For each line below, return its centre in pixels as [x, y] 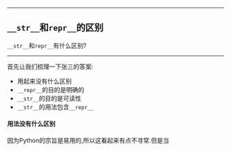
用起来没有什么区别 [44, 81]
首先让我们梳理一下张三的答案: [51, 67]
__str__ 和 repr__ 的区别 [55, 28]
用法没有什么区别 [31, 124]
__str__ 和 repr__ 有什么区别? [47, 45]
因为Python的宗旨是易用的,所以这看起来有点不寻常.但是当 [88, 141]
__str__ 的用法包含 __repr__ [55, 106]
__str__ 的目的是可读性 [49, 98]
